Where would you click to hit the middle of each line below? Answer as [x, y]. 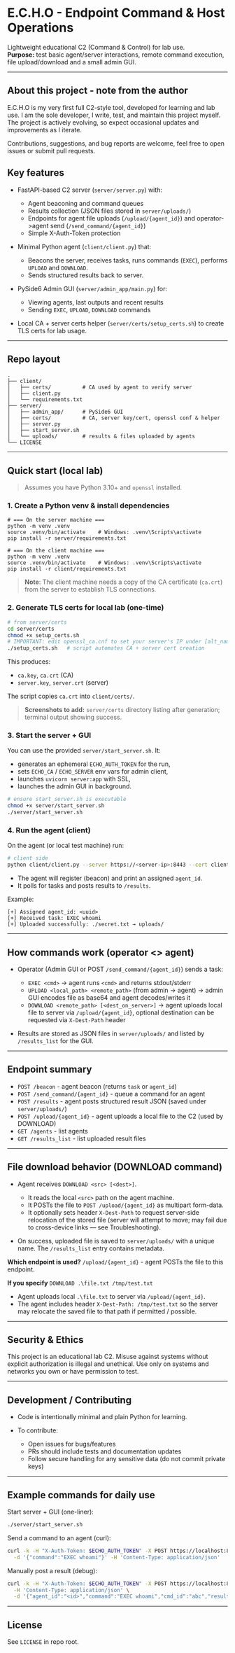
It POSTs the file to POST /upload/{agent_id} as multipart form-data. [126, 1205]
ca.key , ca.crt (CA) [45, 675]
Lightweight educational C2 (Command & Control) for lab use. [96, 47]
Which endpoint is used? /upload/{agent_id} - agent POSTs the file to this [115, 1262]
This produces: [29, 662]
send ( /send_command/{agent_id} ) [98, 225]
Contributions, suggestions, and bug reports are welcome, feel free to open [116, 143]
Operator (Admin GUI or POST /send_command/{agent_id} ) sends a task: [120, 969]
